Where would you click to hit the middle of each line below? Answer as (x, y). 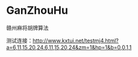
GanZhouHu (37, 10)
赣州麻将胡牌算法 (27, 28)
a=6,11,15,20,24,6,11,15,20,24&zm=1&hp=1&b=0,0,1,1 (69, 47)
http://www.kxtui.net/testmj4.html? (76, 40)
